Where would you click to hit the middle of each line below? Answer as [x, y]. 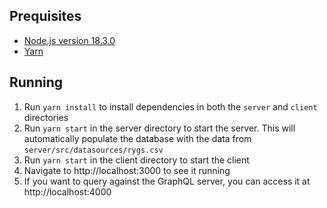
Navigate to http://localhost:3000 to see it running [127, 170]
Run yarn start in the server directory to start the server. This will [159, 128]
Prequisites [45, 16]
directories [46, 117]
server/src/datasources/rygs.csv [93, 150]
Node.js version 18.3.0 [69, 40]
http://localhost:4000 [67, 191]
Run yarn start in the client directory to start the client [136, 160]
